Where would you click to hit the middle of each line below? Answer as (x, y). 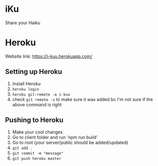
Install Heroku (26, 83)
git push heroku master (37, 159)
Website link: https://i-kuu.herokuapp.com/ (49, 56)
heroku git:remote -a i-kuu (41, 95)
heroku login (26, 89)
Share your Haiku (23, 23)
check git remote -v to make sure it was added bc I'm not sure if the (82, 99)
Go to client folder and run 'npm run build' (55, 137)
